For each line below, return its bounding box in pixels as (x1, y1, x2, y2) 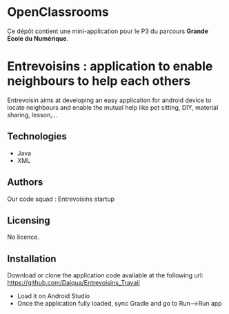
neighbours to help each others (7, 73, 191, 89)
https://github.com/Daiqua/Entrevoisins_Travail (7, 279, 140, 287)
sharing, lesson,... (7, 110, 58, 119)
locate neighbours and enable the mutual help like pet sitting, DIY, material (7, 103, 219, 111)
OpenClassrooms (7, 4, 109, 20)
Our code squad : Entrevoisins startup (7, 195, 115, 203)
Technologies (7, 130, 68, 142)
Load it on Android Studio (17, 292, 90, 300)
